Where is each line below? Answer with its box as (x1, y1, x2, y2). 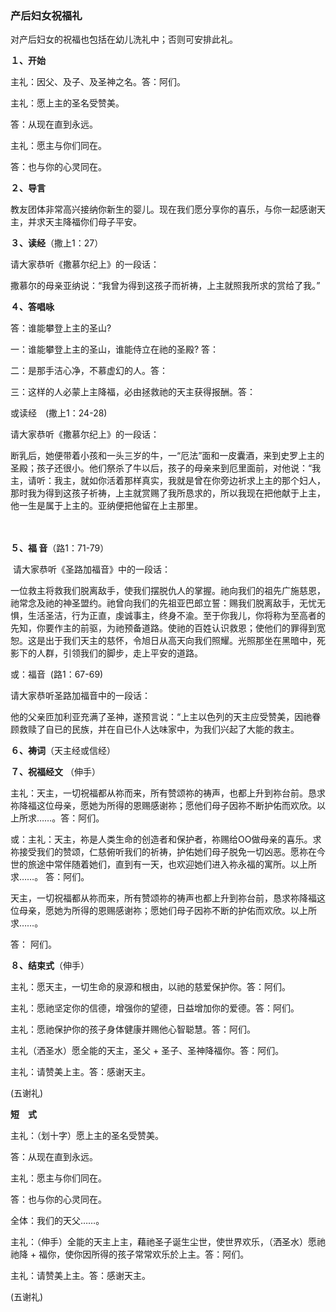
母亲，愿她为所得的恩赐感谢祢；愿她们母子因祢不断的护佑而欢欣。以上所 (18, 905, 317, 917)
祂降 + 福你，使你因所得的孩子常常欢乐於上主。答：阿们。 (10, 1248, 250, 1261)
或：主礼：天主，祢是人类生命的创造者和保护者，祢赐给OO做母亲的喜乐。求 (10, 833, 322, 846)
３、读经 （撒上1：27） (10, 237, 104, 249)
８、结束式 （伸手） (10, 960, 90, 972)
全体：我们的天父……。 (10, 1215, 105, 1227)
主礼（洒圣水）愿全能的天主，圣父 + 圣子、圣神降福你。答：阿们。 (10, 1045, 285, 1057)
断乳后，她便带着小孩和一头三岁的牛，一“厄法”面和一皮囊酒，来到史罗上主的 (10, 450, 325, 462)
